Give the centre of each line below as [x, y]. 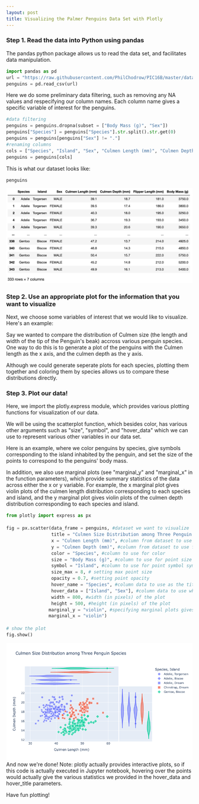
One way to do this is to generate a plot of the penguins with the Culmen [94, 347]
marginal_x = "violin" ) [78, 616]
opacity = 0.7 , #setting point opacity [100, 579]
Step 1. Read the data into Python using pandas [75, 40]
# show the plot [26, 629]
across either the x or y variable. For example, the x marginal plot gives [93, 485]
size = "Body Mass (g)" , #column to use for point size [122, 560]
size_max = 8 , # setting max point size [102, 572]
